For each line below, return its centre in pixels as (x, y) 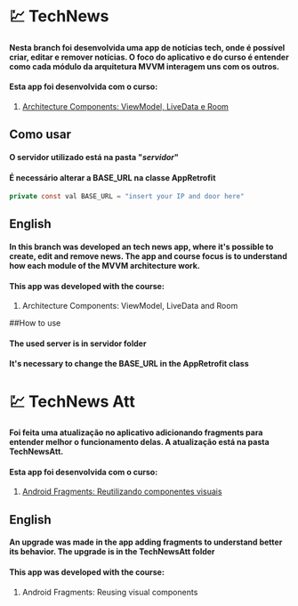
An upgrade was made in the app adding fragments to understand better (146, 542)
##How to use (35, 323)
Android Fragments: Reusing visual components (110, 592)
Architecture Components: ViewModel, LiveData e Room (125, 106)
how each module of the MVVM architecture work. (105, 266)
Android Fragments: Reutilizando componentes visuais (122, 492)
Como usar (40, 135)
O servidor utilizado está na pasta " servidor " (94, 157)
